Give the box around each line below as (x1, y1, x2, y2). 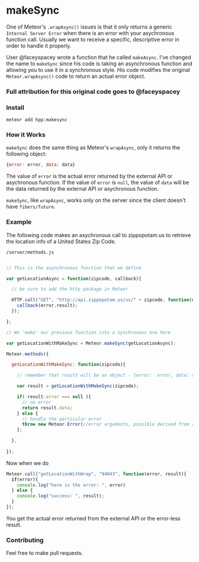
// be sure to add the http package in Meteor (11, 286, 129, 292)
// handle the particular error (21, 416, 102, 422)
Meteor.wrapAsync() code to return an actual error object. (6, 72, 146, 80)
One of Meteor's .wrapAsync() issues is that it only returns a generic (6, 23, 172, 30)
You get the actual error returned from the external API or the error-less (6, 514, 181, 522)
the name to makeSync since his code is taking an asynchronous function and (6, 60, 192, 67)
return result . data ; (21, 405, 73, 411)
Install (6, 103, 25, 112)
